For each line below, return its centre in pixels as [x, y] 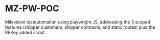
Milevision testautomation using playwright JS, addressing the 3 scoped [78, 22]
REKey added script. [26, 32]
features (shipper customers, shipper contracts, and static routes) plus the [80, 27]
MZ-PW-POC [32, 9]
